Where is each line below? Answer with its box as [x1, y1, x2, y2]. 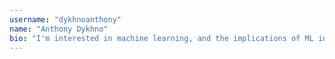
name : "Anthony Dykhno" [9, 24, 109, 34]
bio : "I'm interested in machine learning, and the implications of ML [9, 33, 314, 43]
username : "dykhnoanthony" [9, 14, 122, 25]
